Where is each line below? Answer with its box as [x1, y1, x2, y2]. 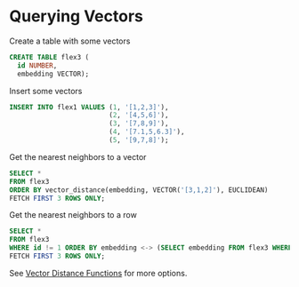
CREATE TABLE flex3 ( [9, 52, 90, 61]
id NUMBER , [17, 60, 58, 70]
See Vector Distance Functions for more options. [9, 267, 188, 278]
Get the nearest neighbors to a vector [9, 151, 147, 162]
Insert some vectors [9, 85, 83, 96]
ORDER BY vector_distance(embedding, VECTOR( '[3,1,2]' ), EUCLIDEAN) [9, 185, 269, 195]
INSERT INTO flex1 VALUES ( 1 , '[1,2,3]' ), [9, 102, 169, 112]
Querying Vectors [9, 6, 144, 27]
